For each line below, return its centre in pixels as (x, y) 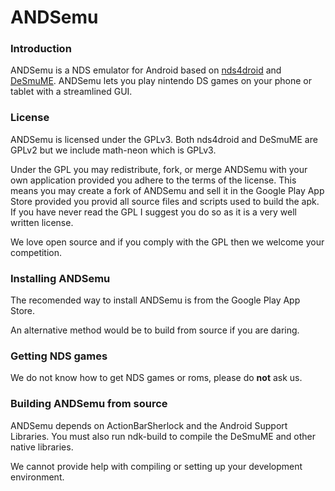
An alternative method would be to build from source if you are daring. (155, 330)
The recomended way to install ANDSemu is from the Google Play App (155, 300)
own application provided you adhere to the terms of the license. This (153, 180)
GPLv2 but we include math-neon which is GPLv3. (113, 150)
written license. (42, 222)
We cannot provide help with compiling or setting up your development (156, 466)
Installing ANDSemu (60, 278)
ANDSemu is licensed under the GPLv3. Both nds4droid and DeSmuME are (164, 139)
